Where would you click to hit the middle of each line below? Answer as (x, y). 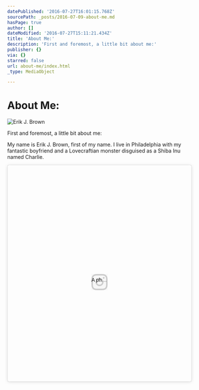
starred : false (26, 60)
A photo (100, 280)
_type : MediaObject (31, 72)
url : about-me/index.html (39, 66)
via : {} (17, 55)
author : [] (20, 28)
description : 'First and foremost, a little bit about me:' (82, 45)
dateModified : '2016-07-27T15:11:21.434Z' (60, 33)
